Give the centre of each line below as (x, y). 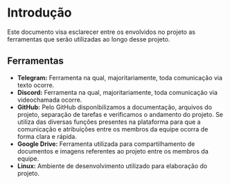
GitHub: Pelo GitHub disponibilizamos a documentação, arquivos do (115, 107)
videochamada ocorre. (50, 100)
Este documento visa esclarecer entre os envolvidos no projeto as (101, 32)
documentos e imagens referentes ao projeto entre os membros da (113, 151)
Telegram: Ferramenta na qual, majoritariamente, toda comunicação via (120, 77)
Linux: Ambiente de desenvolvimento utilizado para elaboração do (112, 166)
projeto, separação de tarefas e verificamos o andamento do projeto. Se (120, 114)
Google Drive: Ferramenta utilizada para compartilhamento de (106, 144)
